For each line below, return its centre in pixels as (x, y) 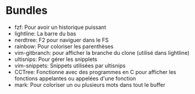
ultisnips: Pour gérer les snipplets (56, 59)
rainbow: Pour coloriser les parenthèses (64, 46)
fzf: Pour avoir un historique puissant (60, 27)
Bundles (26, 11)
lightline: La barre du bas (45, 33)
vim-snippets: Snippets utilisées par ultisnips (70, 65)
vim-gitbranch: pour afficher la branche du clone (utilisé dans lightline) (102, 52)
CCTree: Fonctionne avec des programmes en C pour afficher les (95, 72)
